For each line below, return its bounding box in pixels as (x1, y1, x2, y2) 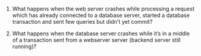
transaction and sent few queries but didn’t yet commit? (12, 18, 153, 25)
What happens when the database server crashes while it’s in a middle (12, 30, 190, 37)
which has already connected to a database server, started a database (12, 12, 190, 19)
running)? (12, 43, 37, 50)
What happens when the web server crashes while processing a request (12, 5, 195, 12)
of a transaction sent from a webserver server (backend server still (12, 37, 181, 43)
